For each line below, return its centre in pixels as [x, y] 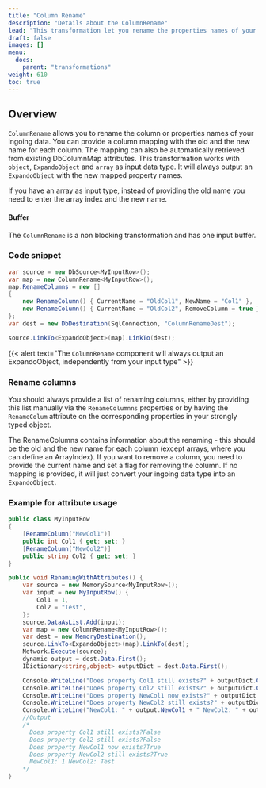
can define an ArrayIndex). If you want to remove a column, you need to [125, 456]
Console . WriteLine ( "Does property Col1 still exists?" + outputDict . [140, 680]
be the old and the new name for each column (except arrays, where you [127, 448]
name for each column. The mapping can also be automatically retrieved [127, 150]
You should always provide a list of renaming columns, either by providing [129, 399]
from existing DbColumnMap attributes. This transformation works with [124, 159]
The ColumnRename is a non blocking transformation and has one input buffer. [132, 235]
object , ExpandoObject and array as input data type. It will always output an [131, 167]
